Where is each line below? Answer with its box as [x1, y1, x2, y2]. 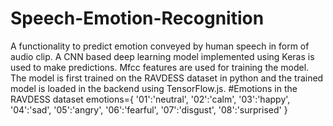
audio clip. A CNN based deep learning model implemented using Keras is [10, 50, 315, 62]
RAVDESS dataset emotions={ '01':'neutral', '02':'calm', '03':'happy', [10, 93, 291, 105]
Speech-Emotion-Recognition [10, 7, 265, 30]
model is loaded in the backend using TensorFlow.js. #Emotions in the [10, 82, 298, 94]
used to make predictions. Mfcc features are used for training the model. [10, 61, 310, 73]
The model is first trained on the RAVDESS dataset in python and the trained [10, 72, 324, 84]
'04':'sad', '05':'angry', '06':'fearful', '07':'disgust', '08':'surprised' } [10, 103, 288, 116]
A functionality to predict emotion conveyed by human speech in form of [10, 40, 310, 52]
